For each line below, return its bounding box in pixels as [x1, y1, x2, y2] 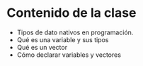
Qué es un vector [16, 43, 68, 51]
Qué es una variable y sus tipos [16, 35, 109, 44]
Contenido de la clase [6, 5, 137, 21]
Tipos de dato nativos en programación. [16, 28, 134, 37]
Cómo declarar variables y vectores [16, 51, 122, 59]
